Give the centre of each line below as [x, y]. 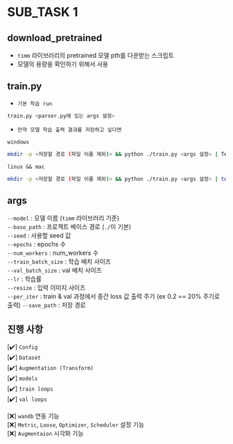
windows [18, 142]
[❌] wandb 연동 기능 [34, 416]
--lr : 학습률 [25, 279]
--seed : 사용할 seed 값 [39, 236]
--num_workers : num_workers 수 [53, 253]
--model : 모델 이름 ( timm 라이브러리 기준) [63, 218]
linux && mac [26, 167]
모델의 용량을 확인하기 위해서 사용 [63, 64]
